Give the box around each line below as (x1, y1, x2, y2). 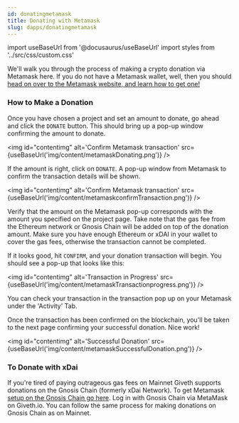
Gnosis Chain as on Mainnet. (7, 408, 92, 417)
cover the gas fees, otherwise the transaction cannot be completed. (7, 237, 206, 246)
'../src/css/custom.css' (7, 51, 75, 59)
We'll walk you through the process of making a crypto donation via (7, 65, 206, 73)
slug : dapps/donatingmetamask (7, 24, 97, 31)
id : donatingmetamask (7, 10, 72, 18)
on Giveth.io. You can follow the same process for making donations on (7, 401, 217, 409)
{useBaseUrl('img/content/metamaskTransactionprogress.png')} (7, 280, 196, 289)
